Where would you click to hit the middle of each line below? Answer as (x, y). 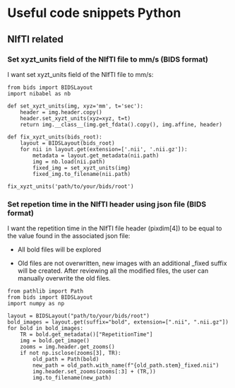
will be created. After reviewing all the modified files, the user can (113, 271)
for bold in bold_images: (45, 329)
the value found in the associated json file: (69, 236)
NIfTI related (35, 39)
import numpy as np (36, 304)
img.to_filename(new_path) (72, 378)
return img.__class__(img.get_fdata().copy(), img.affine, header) (121, 124)
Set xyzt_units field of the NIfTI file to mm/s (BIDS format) (108, 59)
